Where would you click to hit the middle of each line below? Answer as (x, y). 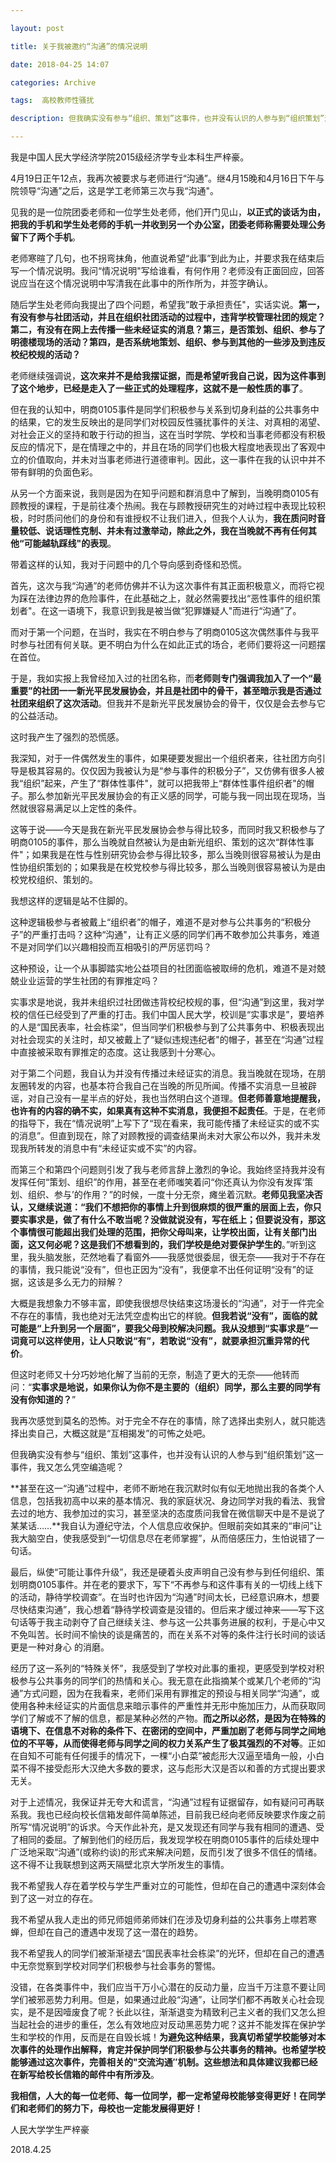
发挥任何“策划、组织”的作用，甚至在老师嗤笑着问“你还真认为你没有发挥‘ (157, 1182)
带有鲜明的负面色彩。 (54, 472)
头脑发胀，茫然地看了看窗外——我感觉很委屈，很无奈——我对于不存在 (181, 1257)
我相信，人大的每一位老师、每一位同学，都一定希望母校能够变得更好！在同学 (168, 2095)
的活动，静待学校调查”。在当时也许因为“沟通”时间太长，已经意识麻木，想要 (165, 1597)
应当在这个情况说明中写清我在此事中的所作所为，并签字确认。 (145, 283)
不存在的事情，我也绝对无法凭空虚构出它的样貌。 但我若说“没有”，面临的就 (164, 1315)
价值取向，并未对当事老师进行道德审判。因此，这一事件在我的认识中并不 (176, 459)
